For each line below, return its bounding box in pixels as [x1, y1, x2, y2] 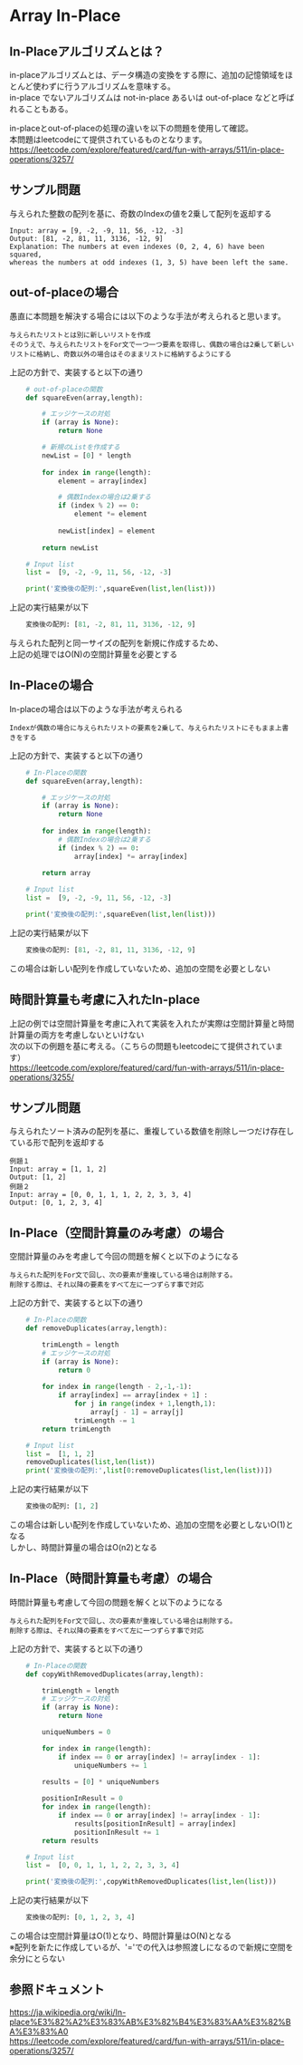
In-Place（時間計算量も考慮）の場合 [9, 1571, 213, 1587]
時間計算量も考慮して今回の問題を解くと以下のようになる [9, 1597, 223, 1607]
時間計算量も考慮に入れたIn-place [9, 992, 201, 1008]
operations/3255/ [9, 1071, 75, 1083]
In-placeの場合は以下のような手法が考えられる [9, 703, 184, 714]
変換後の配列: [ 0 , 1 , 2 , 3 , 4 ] [25, 1913, 136, 1922]
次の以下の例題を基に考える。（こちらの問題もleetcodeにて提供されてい [9, 1040, 276, 1051]
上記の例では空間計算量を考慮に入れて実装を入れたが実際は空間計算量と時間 [9, 1018, 295, 1028]
